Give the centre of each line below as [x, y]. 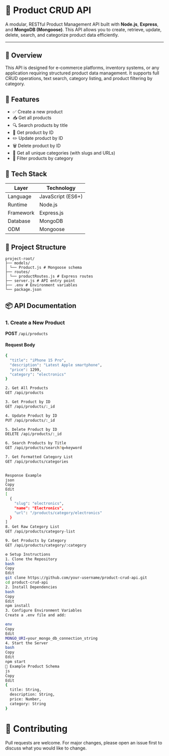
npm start [16, 662]
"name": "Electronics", [39, 508]
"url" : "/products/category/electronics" [58, 513]
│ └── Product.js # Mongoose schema [44, 268]
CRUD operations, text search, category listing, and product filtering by [79, 78]
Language [20, 197]
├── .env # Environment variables [41, 285]
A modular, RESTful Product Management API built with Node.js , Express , [82, 24]
